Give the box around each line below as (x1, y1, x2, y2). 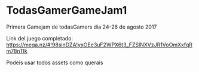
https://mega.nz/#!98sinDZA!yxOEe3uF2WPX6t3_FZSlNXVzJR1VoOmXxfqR (6, 41, 193, 48)
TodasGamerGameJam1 (6, 4, 127, 17)
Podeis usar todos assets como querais (6, 59, 103, 66)
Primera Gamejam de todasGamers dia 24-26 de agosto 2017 (6, 23, 157, 30)
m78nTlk (6, 47, 28, 54)
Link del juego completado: (6, 35, 74, 42)
